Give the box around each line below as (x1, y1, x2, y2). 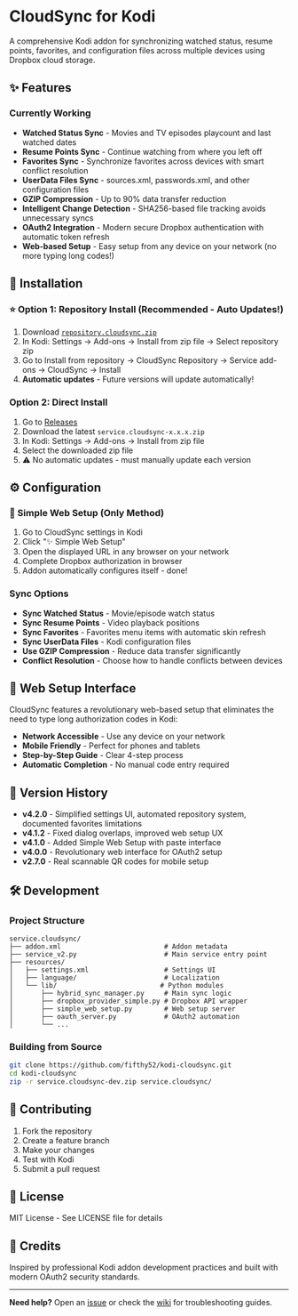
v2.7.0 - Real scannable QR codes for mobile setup (21, 856, 209, 867)
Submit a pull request (21, 1163, 100, 1174)
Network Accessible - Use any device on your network (21, 731, 226, 742)
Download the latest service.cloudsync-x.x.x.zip (21, 425, 206, 437)
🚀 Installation (9, 276, 83, 291)
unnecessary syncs (21, 212, 94, 223)
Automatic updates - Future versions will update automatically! (21, 374, 255, 384)
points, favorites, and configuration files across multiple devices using (9, 44, 266, 55)
